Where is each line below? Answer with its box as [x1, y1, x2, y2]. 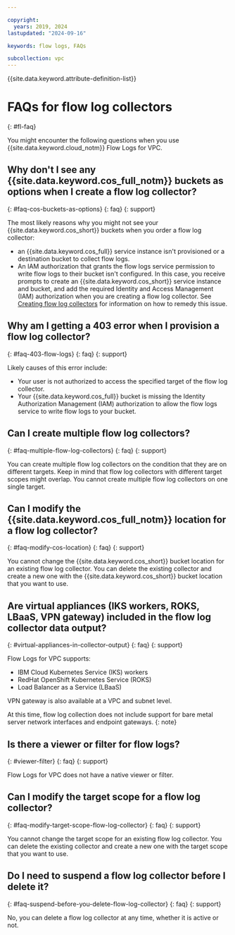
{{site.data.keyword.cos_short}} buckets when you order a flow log [7, 226, 202, 234]
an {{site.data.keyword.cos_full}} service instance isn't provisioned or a [17, 247, 225, 255]
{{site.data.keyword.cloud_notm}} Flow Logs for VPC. [7, 144, 163, 152]
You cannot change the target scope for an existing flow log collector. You [7, 834, 222, 843]
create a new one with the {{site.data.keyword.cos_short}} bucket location [7, 572, 223, 580]
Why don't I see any [7, 164, 96, 176]
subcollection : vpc [7, 55, 65, 62]
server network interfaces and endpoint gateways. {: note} [7, 718, 177, 726]
